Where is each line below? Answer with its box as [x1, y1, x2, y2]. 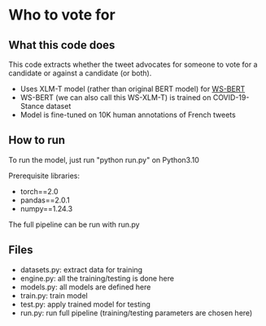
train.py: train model [20, 290, 88, 300]
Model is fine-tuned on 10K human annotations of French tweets [20, 110, 236, 120]
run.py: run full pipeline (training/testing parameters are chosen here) [20, 307, 253, 318]
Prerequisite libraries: [8, 171, 80, 180]
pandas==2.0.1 [20, 195, 71, 205]
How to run [8, 133, 66, 147]
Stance [20, 102, 45, 111]
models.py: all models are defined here [20, 282, 151, 292]
